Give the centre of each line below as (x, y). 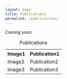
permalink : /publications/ (32, 18)
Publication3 (44, 70)
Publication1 (45, 54)
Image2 (16, 62)
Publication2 (44, 62)
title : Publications (26, 14)
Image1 (16, 54)
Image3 (16, 70)
